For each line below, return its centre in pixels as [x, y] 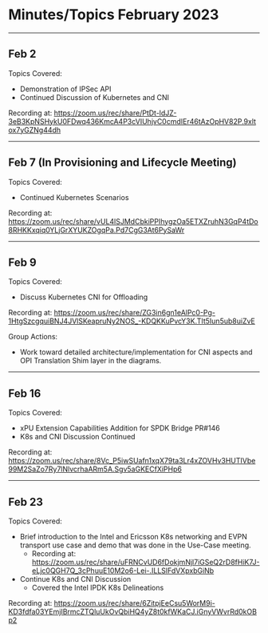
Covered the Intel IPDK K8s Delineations [98, 587]
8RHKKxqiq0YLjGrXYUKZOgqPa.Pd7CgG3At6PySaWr [97, 230]
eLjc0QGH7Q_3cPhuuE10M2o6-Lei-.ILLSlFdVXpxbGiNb [123, 571]
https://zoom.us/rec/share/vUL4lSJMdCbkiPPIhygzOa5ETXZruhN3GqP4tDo [133, 221]
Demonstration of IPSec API [65, 89]
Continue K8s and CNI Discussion [75, 579]
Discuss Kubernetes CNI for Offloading [84, 297]
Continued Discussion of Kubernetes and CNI [95, 97]
